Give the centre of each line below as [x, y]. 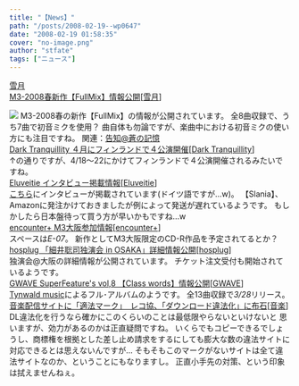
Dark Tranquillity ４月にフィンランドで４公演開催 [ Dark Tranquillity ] [132, 149]
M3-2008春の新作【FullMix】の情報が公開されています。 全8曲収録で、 [151, 116]
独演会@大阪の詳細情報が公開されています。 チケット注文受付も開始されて [146, 261]
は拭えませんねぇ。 [45, 373]
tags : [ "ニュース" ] [42, 59]
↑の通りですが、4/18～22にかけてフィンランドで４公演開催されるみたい [142, 160]
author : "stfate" [42, 51]
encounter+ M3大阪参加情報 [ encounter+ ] [85, 227]
